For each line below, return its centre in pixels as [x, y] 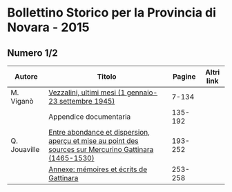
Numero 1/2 [33, 53]
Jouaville [25, 150]
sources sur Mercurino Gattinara [101, 150]
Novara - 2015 [48, 27]
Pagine [184, 76]
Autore [26, 76]
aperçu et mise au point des [93, 141]
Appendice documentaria [89, 117]
